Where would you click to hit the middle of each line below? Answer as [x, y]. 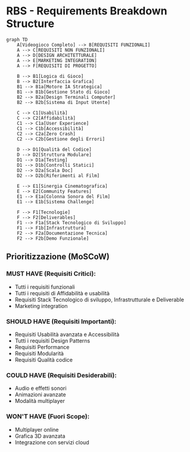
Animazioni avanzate [41, 395]
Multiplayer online [37, 429]
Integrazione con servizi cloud [52, 442]
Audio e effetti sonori [41, 388]
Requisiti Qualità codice [44, 359]
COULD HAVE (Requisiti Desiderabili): [62, 375]
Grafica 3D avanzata [40, 436]
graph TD [17, 39]
